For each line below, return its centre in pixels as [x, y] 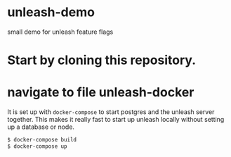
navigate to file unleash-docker [101, 93]
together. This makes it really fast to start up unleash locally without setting [116, 120]
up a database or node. [41, 127]
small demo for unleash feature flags [60, 32]
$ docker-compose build [42, 140]
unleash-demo [51, 12]
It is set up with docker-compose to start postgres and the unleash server [111, 112]
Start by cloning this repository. [102, 60]
